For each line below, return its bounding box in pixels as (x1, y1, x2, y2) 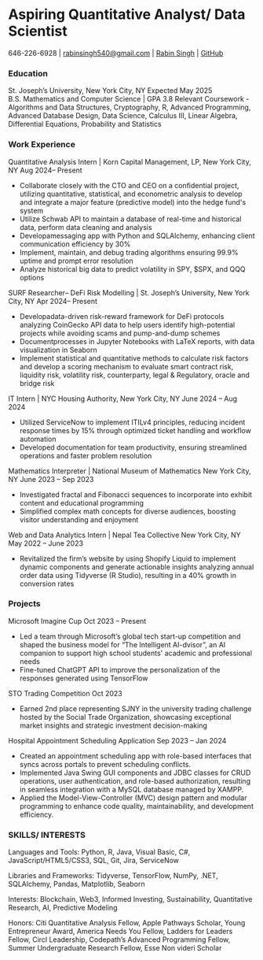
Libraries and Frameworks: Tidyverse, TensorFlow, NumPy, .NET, (8, 871, 218, 880)
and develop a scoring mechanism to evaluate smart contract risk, (19, 361, 234, 371)
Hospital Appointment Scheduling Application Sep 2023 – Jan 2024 (8, 736, 227, 745)
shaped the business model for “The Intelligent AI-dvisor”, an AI (19, 639, 226, 649)
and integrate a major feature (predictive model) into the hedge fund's (19, 197, 247, 206)
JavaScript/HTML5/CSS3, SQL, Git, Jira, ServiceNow (8, 856, 179, 865)
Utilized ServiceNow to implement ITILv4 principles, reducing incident (19, 417, 246, 427)
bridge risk (19, 378, 55, 387)
